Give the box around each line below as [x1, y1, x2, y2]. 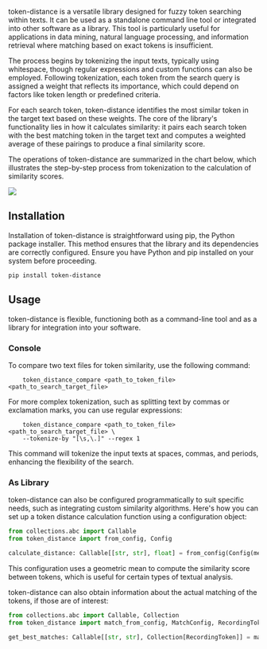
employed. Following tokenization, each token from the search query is [8, 73, 241, 82]
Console [8, 342, 41, 354]
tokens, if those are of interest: [8, 596, 109, 605]
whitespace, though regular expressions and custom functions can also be [8, 65, 253, 74]
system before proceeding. [8, 256, 97, 265]
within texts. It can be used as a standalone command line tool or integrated [8, 15, 257, 25]
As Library [8, 477, 49, 488]
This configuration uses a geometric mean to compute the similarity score [8, 563, 250, 573]
